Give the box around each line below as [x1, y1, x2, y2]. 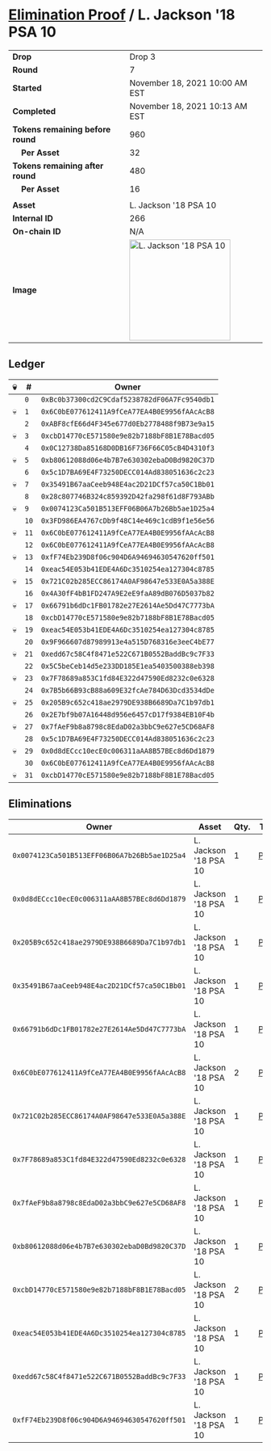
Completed [12, 105, 56, 116]
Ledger [8, 357, 45, 371]
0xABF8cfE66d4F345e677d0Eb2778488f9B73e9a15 [40, 418, 215, 428]
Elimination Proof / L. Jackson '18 [8, 6, 236, 24]
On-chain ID [12, 225, 61, 237]
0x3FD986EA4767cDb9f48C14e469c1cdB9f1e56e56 [40, 515, 215, 525]
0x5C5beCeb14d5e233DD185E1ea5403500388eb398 [40, 661, 215, 671]
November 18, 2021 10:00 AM [129, 77, 248, 88]
